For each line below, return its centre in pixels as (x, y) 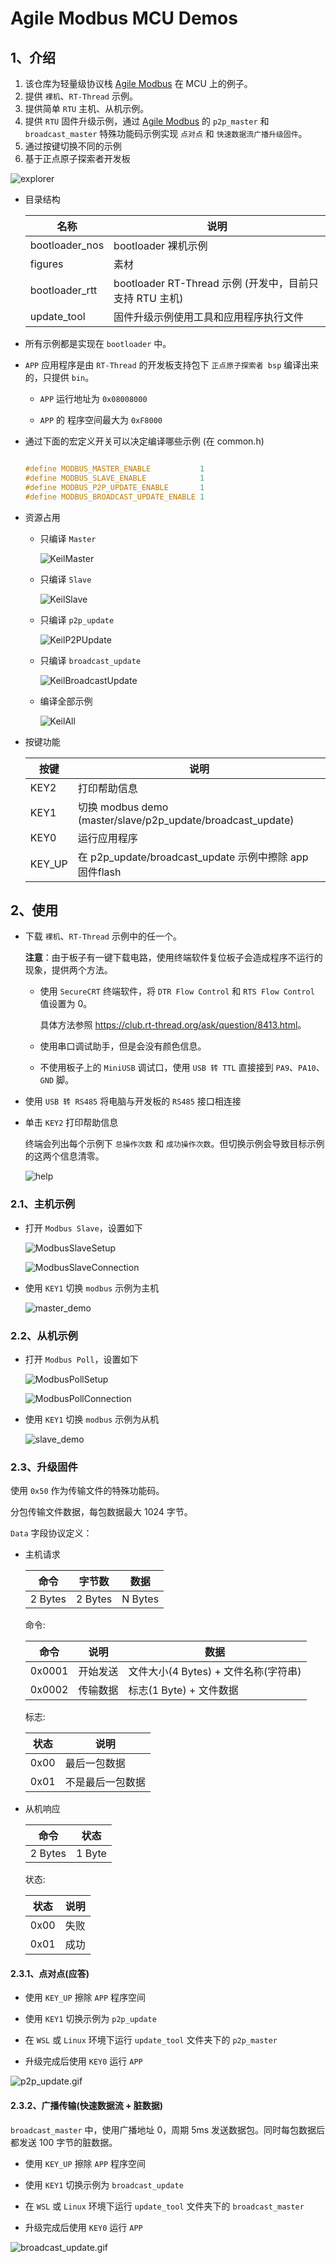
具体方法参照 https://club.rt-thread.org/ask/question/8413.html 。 (173, 1025)
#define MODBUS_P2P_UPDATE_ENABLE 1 (114, 487)
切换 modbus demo (123, 807)
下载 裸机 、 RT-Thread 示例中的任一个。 (103, 936)
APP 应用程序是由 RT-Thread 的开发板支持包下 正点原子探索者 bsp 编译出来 (172, 365)
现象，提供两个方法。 (68, 970)
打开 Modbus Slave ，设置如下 (83, 1228)
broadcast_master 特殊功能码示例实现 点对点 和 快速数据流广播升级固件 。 (166, 133)
